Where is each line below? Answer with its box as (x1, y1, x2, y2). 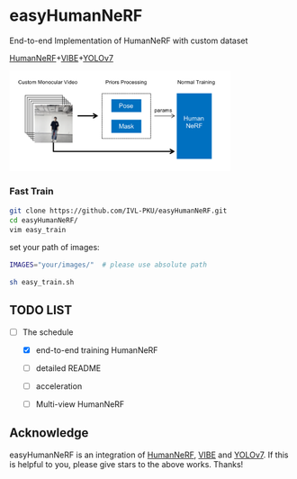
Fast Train (9, 185, 54, 197)
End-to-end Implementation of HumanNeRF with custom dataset (9, 35, 248, 46)
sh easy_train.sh (9, 277, 75, 286)
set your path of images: (9, 241, 101, 252)
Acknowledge (9, 425, 89, 441)
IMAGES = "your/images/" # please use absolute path (9, 260, 207, 269)
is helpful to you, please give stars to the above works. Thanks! (9, 458, 244, 469)
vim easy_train (9, 226, 67, 235)
